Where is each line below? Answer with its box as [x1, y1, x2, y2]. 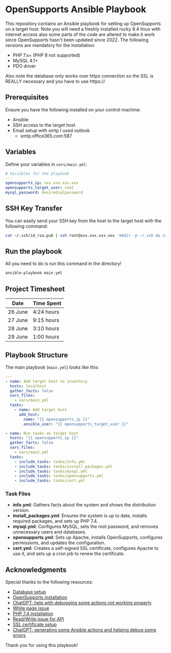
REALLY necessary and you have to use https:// [5, 78, 105, 84]
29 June [8, 333, 28, 341]
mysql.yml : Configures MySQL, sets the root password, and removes [12, 523, 159, 529]
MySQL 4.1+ [12, 57, 38, 63]
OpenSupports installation [12, 594, 68, 600]
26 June [8, 308, 28, 316]
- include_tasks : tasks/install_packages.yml [14, 464, 113, 469]
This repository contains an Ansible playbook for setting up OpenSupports [5, 20, 161, 27]
